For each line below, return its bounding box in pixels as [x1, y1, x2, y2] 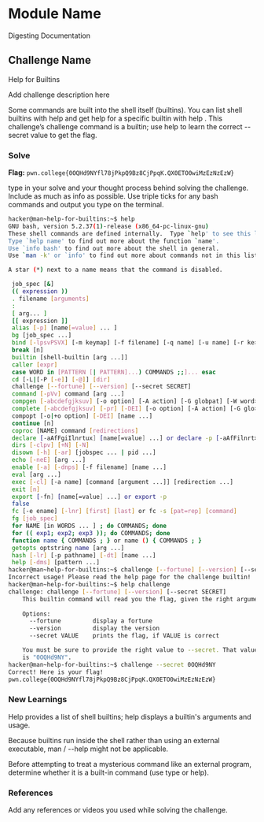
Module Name [8, 5, 102, 23]
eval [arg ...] [11, 471, 61, 478]
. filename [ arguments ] [11, 295, 90, 303]
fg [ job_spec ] [11, 515, 58, 523]
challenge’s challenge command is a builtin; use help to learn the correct [8, 121, 243, 131]
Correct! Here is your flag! [8, 668, 104, 676]
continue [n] [11, 419, 55, 427]
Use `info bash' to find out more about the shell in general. [8, 244, 220, 252]
